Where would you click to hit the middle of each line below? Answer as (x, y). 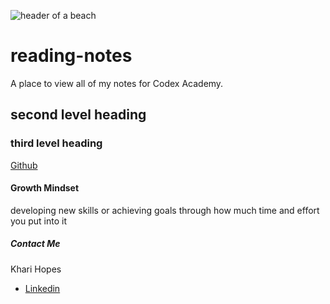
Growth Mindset (45, 188)
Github (24, 165)
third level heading (56, 143)
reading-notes (71, 56)
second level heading (78, 115)
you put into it (38, 221)
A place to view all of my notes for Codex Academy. (117, 83)
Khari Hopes (36, 269)
